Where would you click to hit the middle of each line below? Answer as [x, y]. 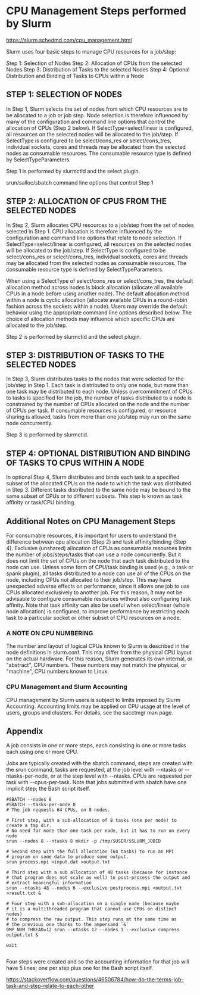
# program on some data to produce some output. [68, 857]
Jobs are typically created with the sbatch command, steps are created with [99, 763]
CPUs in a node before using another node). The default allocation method [98, 294]
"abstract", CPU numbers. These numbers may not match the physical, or [96, 665]
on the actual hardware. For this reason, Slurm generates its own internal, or [99, 659]
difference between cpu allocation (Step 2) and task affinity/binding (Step [96, 542]
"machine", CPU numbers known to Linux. [57, 672]
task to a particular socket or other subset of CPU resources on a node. [94, 618]
